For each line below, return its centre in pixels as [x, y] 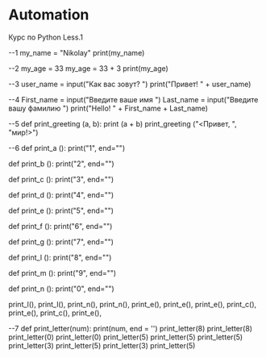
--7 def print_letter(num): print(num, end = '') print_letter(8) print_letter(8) [130, 328]
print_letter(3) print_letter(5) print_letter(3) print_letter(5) [102, 345]
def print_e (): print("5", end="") [61, 210]
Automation [49, 15]
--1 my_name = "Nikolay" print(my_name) [77, 52]
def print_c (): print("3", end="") [61, 179]
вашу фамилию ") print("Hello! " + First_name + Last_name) [108, 108]
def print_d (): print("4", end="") [61, 194]
